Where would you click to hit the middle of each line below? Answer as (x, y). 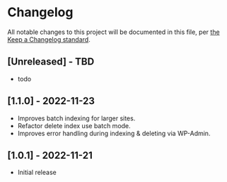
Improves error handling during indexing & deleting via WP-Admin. (114, 133)
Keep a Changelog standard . (49, 39)
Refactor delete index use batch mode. (74, 125)
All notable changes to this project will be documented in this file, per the (114, 32)
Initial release (37, 172)
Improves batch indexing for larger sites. (76, 118)
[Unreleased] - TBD (51, 62)
